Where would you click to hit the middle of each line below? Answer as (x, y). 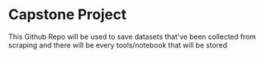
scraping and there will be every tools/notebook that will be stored (118, 44)
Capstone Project (67, 15)
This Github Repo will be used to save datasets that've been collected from (132, 37)
